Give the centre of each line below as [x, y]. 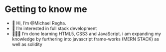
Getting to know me [46, 9]
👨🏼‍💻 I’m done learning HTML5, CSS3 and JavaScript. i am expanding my [86, 33]
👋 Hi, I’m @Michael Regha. [39, 23]
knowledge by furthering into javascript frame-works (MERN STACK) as [85, 39]
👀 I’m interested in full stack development [54, 28]
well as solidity [27, 44]
